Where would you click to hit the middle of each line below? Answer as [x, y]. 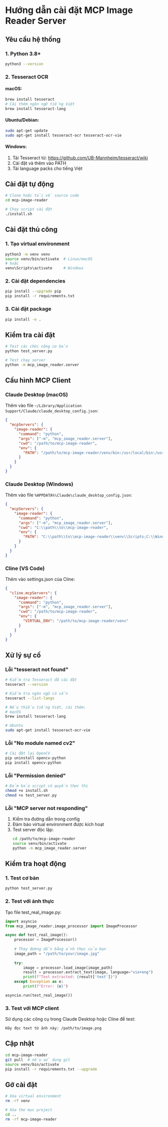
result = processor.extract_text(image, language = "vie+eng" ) [88, 972]
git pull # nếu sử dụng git [38, 1060]
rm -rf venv [17, 1101]
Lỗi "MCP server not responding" [47, 808]
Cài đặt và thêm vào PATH [39, 163]
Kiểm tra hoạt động [36, 864]
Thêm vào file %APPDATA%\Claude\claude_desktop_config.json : [69, 495]
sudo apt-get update [27, 130]
